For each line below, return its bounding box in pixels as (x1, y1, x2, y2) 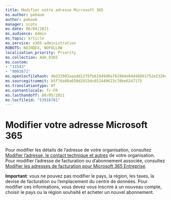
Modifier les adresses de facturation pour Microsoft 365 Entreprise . (5, 163, 147, 169)
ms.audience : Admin (5, 31, 47, 36)
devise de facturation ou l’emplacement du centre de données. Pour (5, 179, 148, 185)
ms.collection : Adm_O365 (5, 54, 58, 60)
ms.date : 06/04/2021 (5, 26, 49, 32)
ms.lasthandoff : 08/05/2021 (5, 93, 65, 98)
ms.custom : (5, 60, 28, 65)
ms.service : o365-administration (5, 41, 76, 46)
